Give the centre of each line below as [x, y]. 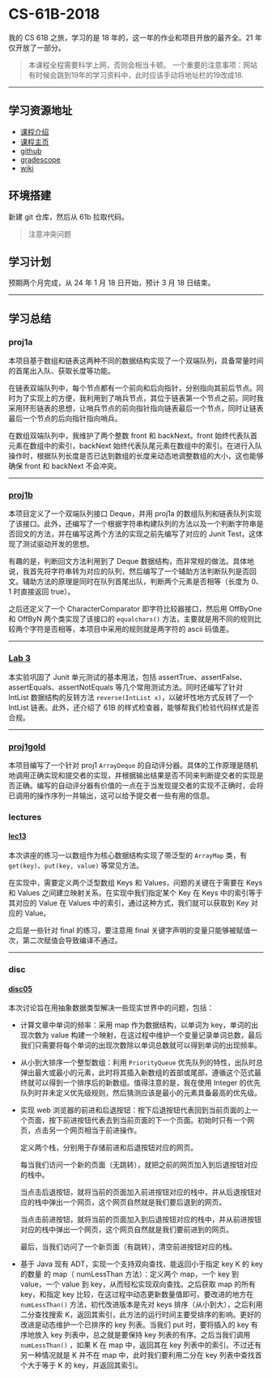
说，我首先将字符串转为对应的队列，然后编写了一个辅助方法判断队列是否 [129, 571]
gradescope [40, 160]
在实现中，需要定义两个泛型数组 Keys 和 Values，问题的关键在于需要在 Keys [136, 883]
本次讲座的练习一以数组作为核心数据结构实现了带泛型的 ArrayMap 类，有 [128, 855]
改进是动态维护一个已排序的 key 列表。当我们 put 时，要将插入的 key [134, 1325]
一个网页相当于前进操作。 [98, 1130]
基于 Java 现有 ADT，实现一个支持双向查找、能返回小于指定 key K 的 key [141, 1264]
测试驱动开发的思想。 [58, 544]
